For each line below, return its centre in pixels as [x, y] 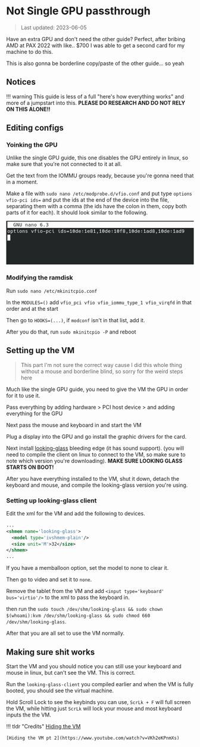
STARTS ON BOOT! [30, 467]
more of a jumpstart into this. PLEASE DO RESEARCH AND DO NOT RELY [96, 103]
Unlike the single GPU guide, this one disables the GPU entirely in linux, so [97, 158]
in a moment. [22, 182]
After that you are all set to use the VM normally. [65, 633]
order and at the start [32, 308]
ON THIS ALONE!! [28, 109]
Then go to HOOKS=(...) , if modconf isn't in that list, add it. [76, 320]
